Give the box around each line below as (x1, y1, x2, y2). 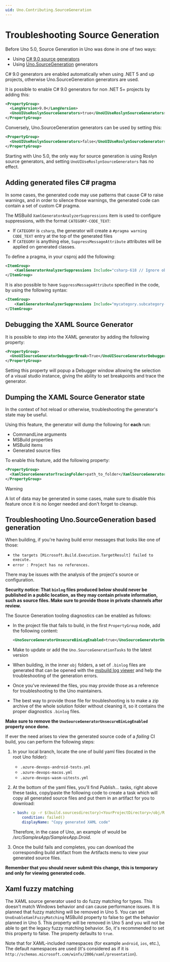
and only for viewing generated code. (5, 870, 86, 876)
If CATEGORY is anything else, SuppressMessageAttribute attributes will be (12, 238, 162, 244)
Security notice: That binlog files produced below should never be (5, 587, 148, 593)
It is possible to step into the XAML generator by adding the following (5, 333, 150, 340)
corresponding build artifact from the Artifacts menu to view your (12, 849, 149, 855)
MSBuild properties (12, 437, 53, 443)
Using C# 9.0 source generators (12, 56, 80, 62)
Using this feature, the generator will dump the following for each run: (5, 422, 151, 428)
